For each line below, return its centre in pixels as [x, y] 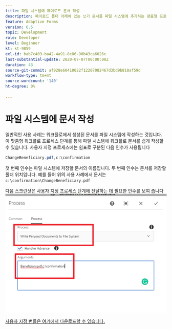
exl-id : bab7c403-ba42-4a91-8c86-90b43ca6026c [56, 54]
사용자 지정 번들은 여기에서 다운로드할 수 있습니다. [55, 321]
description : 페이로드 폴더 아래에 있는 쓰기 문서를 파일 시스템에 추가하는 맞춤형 [81, 16]
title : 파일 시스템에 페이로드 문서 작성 [42, 11]
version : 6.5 [19, 27]
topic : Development [26, 32]
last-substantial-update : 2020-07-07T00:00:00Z [57, 59]
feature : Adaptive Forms [32, 21]
